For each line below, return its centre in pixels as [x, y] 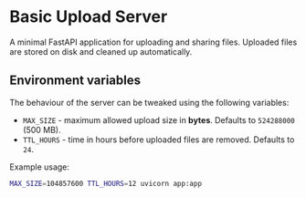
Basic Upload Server [89, 17]
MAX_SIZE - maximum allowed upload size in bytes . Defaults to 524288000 [158, 119]
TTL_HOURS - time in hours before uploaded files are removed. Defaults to [158, 140]
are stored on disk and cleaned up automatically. [101, 51]
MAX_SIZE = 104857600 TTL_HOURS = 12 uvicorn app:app [106, 183]
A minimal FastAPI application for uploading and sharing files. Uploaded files [153, 42]
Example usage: [40, 167]
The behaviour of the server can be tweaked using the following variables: [149, 102]
